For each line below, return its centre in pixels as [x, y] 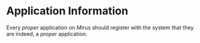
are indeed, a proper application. [47, 33]
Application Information [67, 11]
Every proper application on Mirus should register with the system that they [100, 27]
